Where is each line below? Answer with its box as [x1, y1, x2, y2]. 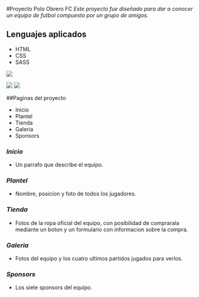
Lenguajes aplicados [6, 29, 87, 40]
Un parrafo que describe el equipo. [15, 161, 103, 168]
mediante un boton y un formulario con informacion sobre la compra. [15, 226, 189, 233]
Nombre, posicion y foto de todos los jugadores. [15, 190, 136, 198]
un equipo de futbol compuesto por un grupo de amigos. [6, 12, 149, 19]
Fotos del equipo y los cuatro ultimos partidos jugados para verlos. [15, 255, 183, 262]
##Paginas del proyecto [6, 94, 66, 101]
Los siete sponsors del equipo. [15, 284, 93, 292]
